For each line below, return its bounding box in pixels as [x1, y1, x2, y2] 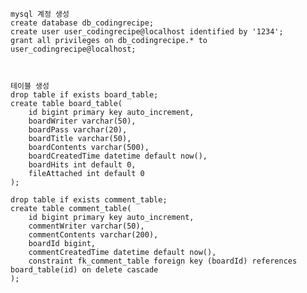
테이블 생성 [10, 81, 50, 91]
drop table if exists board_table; [10, 90, 159, 100]
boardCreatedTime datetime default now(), [28, 151, 208, 161]
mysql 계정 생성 [10, 9, 70, 19]
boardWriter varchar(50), [28, 116, 137, 126]
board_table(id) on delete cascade [10, 265, 159, 275]
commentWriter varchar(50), [28, 221, 145, 231]
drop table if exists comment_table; [10, 195, 168, 205]
